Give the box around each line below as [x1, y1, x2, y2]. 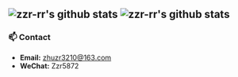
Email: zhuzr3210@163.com [19, 53, 112, 62]
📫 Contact [8, 32, 51, 43]
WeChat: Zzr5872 [19, 60, 79, 71]
